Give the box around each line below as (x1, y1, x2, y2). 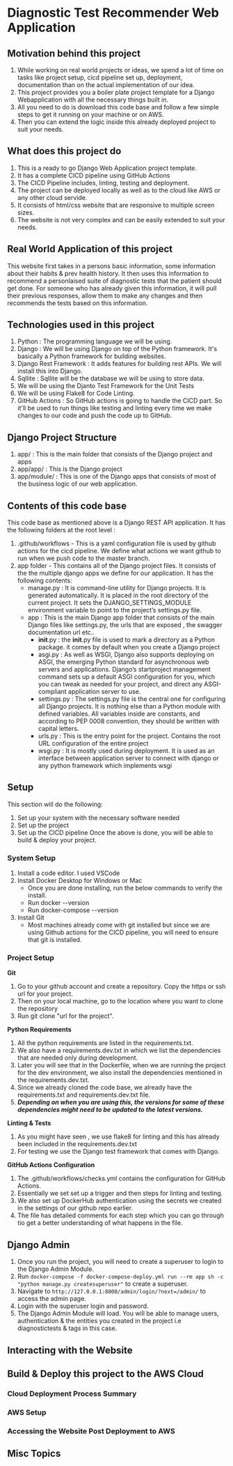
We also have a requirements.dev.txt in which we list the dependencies (17, 1047, 221, 1055)
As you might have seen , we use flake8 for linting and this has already (17, 1132, 220, 1141)
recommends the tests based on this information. (7, 298, 148, 307)
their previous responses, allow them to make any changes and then (7, 291, 203, 300)
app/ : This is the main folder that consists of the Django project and (17, 450, 213, 458)
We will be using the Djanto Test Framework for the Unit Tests (17, 382, 195, 390)
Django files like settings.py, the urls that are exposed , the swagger (27, 621, 223, 629)
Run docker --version (27, 899, 90, 907)
